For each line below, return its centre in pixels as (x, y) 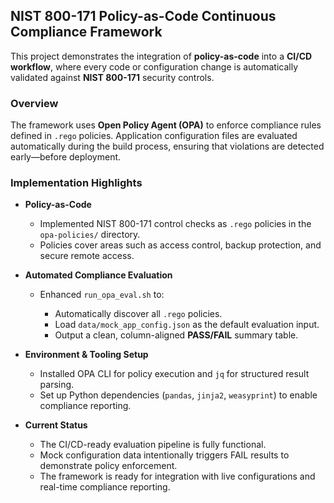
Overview (34, 103)
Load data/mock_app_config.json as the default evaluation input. (187, 325)
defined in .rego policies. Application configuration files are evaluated (154, 136)
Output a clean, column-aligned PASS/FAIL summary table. (176, 335)
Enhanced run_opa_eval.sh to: (102, 295)
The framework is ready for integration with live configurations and (177, 476)
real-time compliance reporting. (105, 487)
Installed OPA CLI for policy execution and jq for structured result (174, 374)
